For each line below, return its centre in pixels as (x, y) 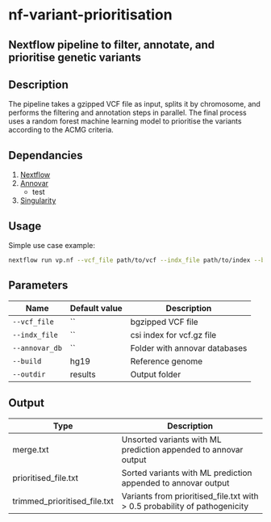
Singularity (38, 200)
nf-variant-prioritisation (90, 15)
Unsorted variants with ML (171, 440)
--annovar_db (38, 348)
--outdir (29, 374)
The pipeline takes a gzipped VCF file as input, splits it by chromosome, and (134, 104)
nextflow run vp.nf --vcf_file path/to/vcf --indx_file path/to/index (129, 260)
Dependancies (46, 155)
